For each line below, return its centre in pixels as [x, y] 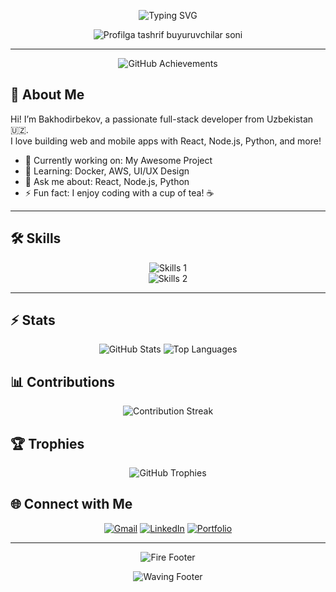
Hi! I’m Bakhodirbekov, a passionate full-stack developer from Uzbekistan [162, 119]
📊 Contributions [62, 381]
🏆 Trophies [47, 443]
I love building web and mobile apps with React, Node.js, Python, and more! [166, 141]
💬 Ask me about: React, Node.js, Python [107, 181]
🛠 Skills [36, 238]
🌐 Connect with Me [71, 504]
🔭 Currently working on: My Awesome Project [118, 160]
